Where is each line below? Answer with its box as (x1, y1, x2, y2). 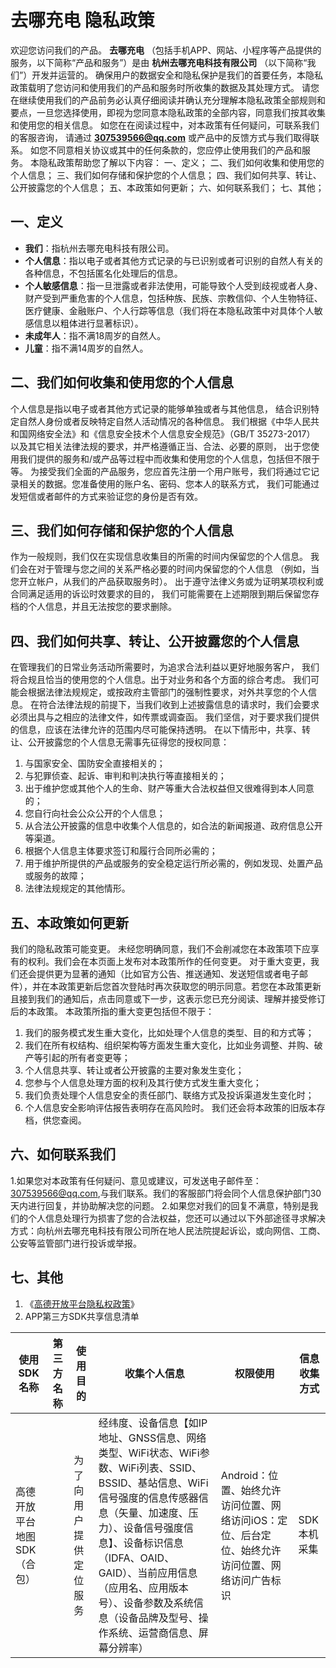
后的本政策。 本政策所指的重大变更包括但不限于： (10, 1006, 215, 1017)
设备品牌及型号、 (118, 1611, 199, 1625)
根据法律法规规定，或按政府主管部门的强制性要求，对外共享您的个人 (27, 686, 308, 698)
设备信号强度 (123, 1521, 184, 1535)
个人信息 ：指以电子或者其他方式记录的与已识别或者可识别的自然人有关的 (24, 254, 323, 266)
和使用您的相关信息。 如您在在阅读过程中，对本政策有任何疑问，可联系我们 (10, 119, 320, 131)
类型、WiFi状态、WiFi (98, 1446, 200, 1460)
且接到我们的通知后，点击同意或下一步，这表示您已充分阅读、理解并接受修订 (10, 993, 326, 1005)
